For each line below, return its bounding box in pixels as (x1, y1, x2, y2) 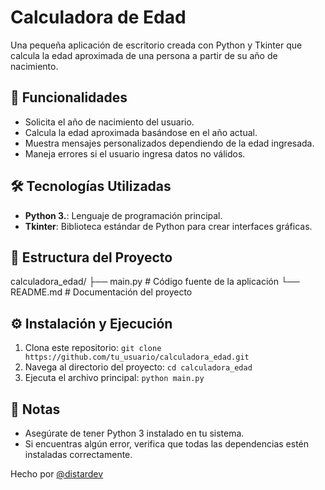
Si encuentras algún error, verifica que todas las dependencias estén (24, 438, 310, 450)
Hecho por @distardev (10, 468, 104, 480)
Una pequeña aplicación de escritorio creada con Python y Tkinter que (10, 39, 303, 51)
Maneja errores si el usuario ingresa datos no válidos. (24, 147, 246, 160)
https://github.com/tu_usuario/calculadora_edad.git (24, 352, 250, 363)
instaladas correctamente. (24, 449, 133, 460)
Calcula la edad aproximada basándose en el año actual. (24, 126, 258, 138)
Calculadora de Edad (10, 6, 187, 29)
